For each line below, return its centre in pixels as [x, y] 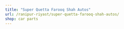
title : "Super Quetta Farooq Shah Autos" [48, 10]
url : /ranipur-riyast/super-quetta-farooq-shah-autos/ [62, 14]
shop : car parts [22, 19]
